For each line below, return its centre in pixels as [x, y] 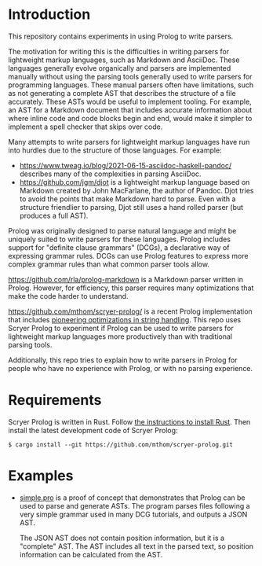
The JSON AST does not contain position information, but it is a [122, 538]
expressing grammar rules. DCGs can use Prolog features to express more [128, 255]
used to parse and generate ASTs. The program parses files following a [135, 505]
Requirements [55, 401]
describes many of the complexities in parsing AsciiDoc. [110, 174]
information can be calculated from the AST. [91, 554]
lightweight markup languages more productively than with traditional [120, 336]
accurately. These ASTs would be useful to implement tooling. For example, [130, 101]
